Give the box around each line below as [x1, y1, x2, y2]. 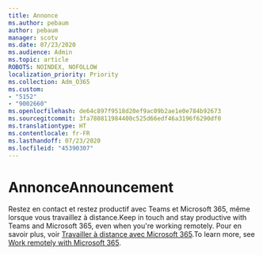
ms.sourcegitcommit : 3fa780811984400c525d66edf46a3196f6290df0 [8, 115, 222, 123]
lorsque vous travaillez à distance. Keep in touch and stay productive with [8, 213, 247, 223]
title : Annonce [8, 11, 59, 20]
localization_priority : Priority [8, 70, 119, 78]
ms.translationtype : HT [8, 122, 87, 130]
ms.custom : [8, 85, 44, 93]
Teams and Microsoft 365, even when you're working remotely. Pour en [8, 221, 242, 230]
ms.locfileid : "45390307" [8, 144, 93, 152]
